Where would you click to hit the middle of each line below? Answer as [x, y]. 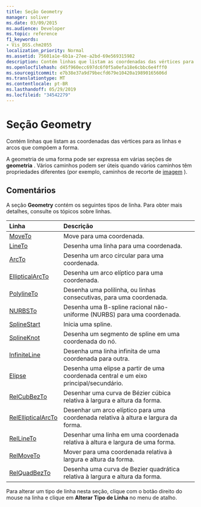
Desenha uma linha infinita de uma [112, 351]
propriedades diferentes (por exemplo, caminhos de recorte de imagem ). [97, 171]
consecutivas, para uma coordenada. [115, 297]
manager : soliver [28, 17]
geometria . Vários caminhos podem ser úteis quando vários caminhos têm [99, 165]
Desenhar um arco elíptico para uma [114, 410]
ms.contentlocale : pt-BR [37, 84]
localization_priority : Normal [45, 51]
